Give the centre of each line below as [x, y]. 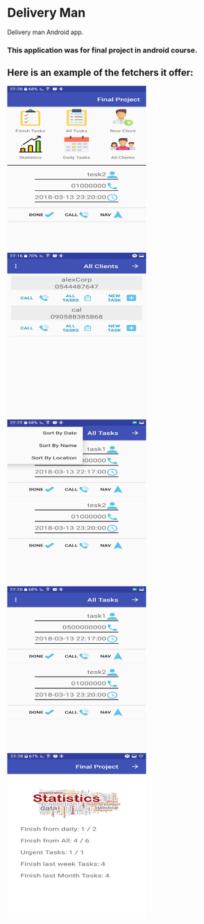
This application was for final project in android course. [102, 50]
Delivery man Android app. [45, 32]
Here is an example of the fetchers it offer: [100, 73]
